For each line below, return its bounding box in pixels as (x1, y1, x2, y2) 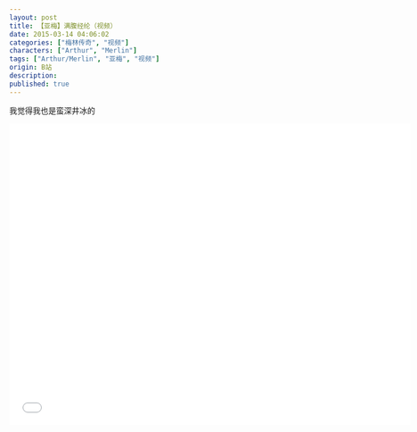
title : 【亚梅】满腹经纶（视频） (9, 21, 118, 30)
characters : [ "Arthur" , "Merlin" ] (9, 46, 138, 55)
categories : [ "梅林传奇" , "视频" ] (9, 37, 129, 47)
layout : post (9, 12, 58, 22)
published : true (9, 79, 69, 88)
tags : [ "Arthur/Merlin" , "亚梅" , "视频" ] (9, 54, 160, 63)
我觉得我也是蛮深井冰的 (9, 104, 95, 116)
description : (9, 71, 58, 80)
